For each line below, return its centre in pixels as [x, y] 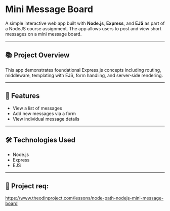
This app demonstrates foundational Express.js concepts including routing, [83, 70]
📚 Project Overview [37, 55]
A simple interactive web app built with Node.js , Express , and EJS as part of [85, 23]
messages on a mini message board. [44, 34]
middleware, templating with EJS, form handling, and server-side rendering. [84, 75]
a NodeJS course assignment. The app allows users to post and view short [83, 28]
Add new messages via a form [44, 113]
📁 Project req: [27, 186]
